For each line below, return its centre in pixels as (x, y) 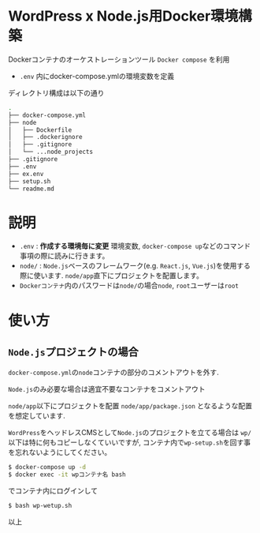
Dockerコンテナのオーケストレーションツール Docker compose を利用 (119, 59)
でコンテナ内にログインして (53, 491)
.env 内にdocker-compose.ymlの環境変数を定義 (97, 76)
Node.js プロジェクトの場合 (74, 352)
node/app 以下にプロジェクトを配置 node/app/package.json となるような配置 (130, 406)
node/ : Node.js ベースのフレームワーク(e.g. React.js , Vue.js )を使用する (135, 266)
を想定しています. (37, 416)
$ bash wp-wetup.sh (40, 506)
